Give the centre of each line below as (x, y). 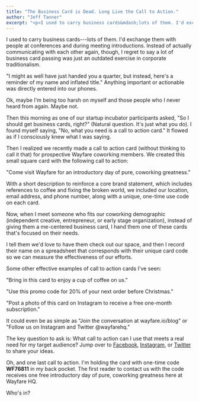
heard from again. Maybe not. (42, 107)
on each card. (23, 203)
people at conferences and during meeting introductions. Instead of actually (99, 46)
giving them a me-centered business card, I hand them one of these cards (97, 227)
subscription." (23, 309)
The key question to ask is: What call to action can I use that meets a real (95, 339)
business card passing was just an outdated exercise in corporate (86, 58)
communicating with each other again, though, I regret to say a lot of (90, 52)
